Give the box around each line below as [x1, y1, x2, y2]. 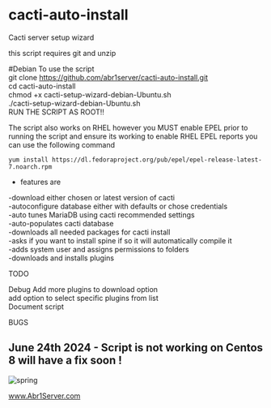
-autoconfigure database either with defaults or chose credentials [8, 201, 228, 211]
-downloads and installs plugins [8, 253, 115, 263]
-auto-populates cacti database [8, 218, 114, 228]
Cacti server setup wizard [8, 32, 95, 42]
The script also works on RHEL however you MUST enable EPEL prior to [8, 122, 248, 132]
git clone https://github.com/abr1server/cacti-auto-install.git [8, 72, 209, 82]
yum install [8, 156, 49, 164]
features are [19, 177, 61, 187]
